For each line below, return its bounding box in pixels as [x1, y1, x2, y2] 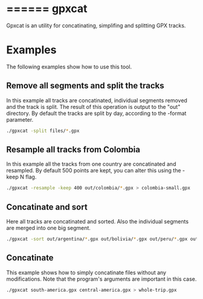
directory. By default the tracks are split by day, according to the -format [6, 110, 187, 117]
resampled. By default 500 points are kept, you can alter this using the [6, 167, 181, 174]
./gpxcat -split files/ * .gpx [6, 128, 80, 134]
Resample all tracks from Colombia [6, 144, 141, 154]
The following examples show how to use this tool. [6, 63, 132, 70]
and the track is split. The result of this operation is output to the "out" [6, 103, 181, 110]
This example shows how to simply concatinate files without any [6, 269, 167, 276]
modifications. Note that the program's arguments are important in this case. [6, 275, 197, 283]
